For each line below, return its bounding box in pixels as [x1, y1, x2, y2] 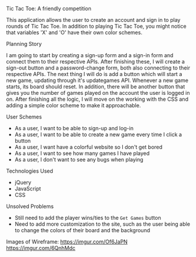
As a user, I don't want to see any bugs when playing [14, 156, 143, 163]
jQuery [14, 179, 31, 186]
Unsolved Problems [6, 203, 54, 210]
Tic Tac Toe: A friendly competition [6, 5, 92, 12]
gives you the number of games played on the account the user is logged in [6, 90, 190, 96]
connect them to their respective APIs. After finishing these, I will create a [6, 58, 185, 65]
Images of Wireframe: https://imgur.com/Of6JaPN [6, 238, 128, 245]
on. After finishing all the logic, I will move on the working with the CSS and [6, 95, 189, 103]
